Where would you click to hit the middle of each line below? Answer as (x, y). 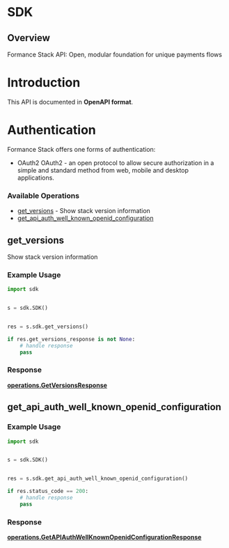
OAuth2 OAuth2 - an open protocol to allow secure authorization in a (116, 163)
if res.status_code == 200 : (48, 492)
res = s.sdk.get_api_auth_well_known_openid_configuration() (98, 479)
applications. (35, 178)
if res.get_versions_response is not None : (71, 339)
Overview (29, 38)
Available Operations (44, 196)
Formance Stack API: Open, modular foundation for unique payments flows (115, 54)
